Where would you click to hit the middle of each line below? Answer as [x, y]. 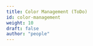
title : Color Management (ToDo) [47, 12]
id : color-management [34, 17]
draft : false [23, 28]
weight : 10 [20, 23]
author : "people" [28, 34]
